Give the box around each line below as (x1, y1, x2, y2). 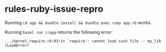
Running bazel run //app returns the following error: (4, 29, 113, 35)
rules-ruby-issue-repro (4, 3, 103, 15)
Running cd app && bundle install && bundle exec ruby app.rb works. (4, 20, 152, 26)
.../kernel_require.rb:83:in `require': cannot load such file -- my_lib (4, 38, 162, 44)
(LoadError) (4, 43, 29, 48)
